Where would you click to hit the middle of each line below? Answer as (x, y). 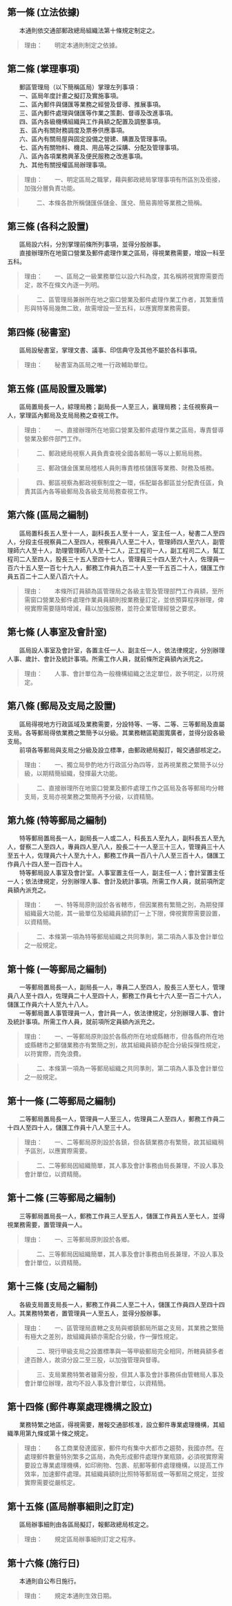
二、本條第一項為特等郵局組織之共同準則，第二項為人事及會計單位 (130, 937)
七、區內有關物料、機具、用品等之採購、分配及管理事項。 (101, 147)
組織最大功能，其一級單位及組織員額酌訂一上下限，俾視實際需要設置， (124, 914)
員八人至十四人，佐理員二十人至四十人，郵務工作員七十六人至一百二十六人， (116, 996)
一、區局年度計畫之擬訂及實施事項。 (70, 95)
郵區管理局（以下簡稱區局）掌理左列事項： (79, 87)
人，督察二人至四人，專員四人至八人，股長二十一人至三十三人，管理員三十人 (116, 847)
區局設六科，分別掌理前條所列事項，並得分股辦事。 (91, 245)
